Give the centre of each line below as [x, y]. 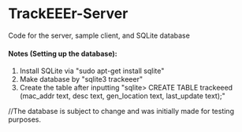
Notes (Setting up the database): [63, 53]
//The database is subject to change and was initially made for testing [121, 112]
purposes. [25, 119]
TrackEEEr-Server [68, 14]
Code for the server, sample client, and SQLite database [99, 35]
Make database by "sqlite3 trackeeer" [81, 79]
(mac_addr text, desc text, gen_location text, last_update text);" [123, 96]
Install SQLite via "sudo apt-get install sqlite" [92, 71]
